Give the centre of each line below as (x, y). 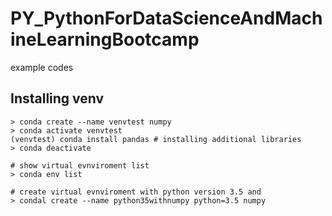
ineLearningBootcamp (105, 39)
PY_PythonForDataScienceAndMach (166, 18)
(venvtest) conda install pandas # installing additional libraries (156, 139)
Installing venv (57, 98)
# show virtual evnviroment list (80, 165)
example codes (42, 67)
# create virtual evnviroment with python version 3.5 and (136, 192)
